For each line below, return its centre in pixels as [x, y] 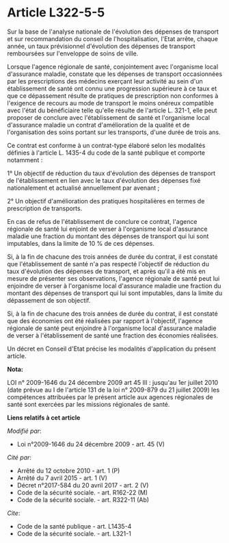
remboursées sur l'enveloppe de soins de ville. [73, 53]
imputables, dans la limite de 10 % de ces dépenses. [81, 243]
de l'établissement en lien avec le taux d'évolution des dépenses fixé [104, 180]
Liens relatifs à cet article [44, 417]
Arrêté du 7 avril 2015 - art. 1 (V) [62, 478]
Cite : [14, 513]
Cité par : [19, 457]
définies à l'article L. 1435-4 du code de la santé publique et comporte [106, 153]
